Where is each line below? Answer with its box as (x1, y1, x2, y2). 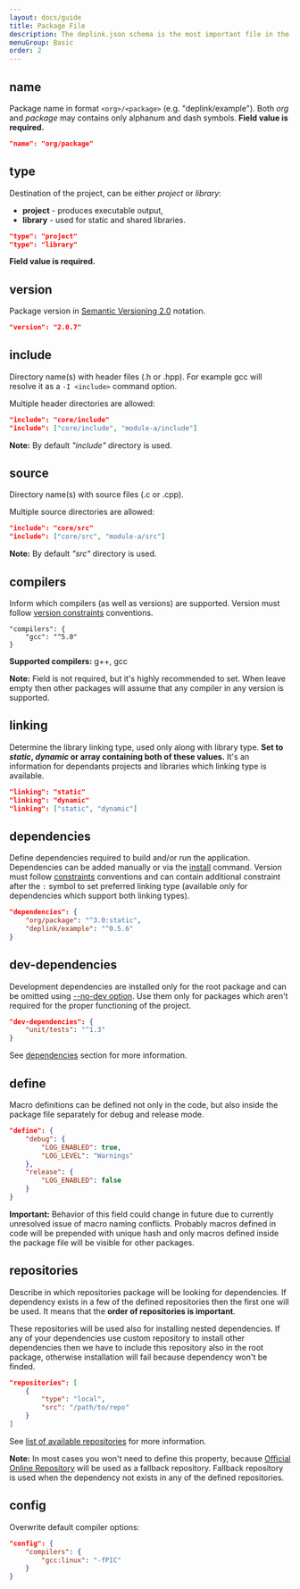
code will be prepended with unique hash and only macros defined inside (9, 1227, 279, 1238)
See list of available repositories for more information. (9, 1435, 207, 1446)
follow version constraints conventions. (9, 608, 154, 618)
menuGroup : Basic (9, 37, 74, 47)
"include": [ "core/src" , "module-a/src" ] (9, 532, 166, 541)
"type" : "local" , (41, 1394, 105, 1404)
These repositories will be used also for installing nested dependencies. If (9, 1323, 281, 1334)
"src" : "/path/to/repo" (41, 1403, 129, 1412)
